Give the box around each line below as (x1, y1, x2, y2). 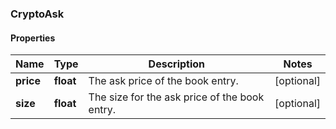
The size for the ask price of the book (88, 90, 265, 104)
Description (148, 57, 206, 71)
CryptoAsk (10, 7, 65, 21)
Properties (10, 32, 56, 44)
